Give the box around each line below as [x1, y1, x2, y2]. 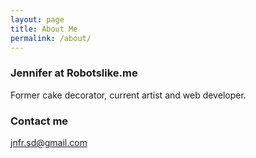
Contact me [10, 114, 69, 128]
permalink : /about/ [10, 33, 92, 43]
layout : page [10, 14, 65, 25]
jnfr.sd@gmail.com [10, 136, 88, 148]
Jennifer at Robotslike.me [10, 66, 138, 80]
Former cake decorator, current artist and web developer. [10, 89, 247, 101]
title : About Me [10, 24, 78, 34]
